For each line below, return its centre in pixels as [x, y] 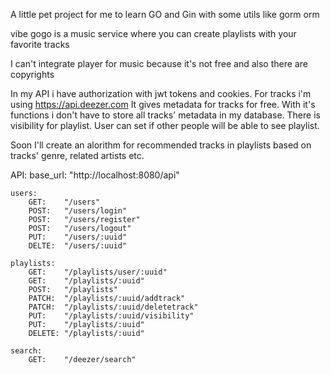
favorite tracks [40, 44]
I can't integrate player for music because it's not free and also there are [159, 63]
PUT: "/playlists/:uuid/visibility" [111, 316]
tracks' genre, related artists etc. [77, 155]
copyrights [32, 74]
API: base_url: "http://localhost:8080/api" [95, 175]
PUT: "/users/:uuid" [78, 237]
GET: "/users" [64, 202]
